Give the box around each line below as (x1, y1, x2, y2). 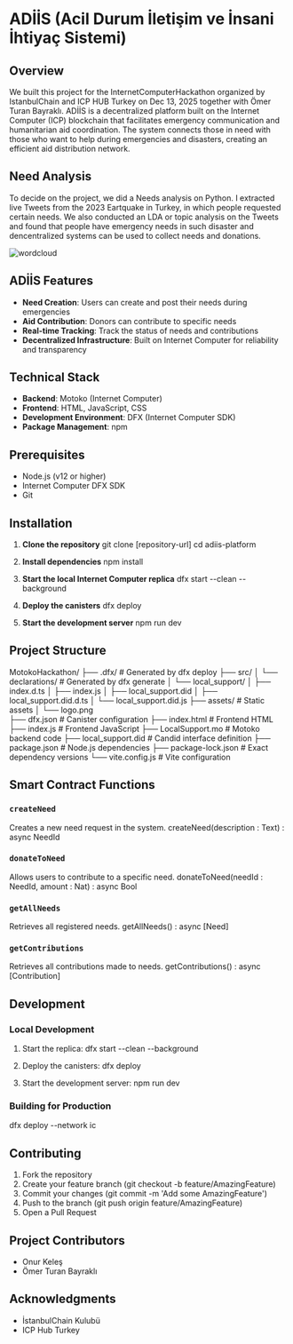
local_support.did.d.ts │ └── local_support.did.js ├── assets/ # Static (9, 695, 265, 705)
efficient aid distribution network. (9, 143, 131, 154)
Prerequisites (9, 447, 85, 462)
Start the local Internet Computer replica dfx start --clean (21, 574, 237, 585)
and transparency (21, 344, 87, 354)
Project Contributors (9, 1233, 126, 1248)
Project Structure (9, 643, 107, 658)
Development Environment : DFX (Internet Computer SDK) (21, 412, 236, 423)
